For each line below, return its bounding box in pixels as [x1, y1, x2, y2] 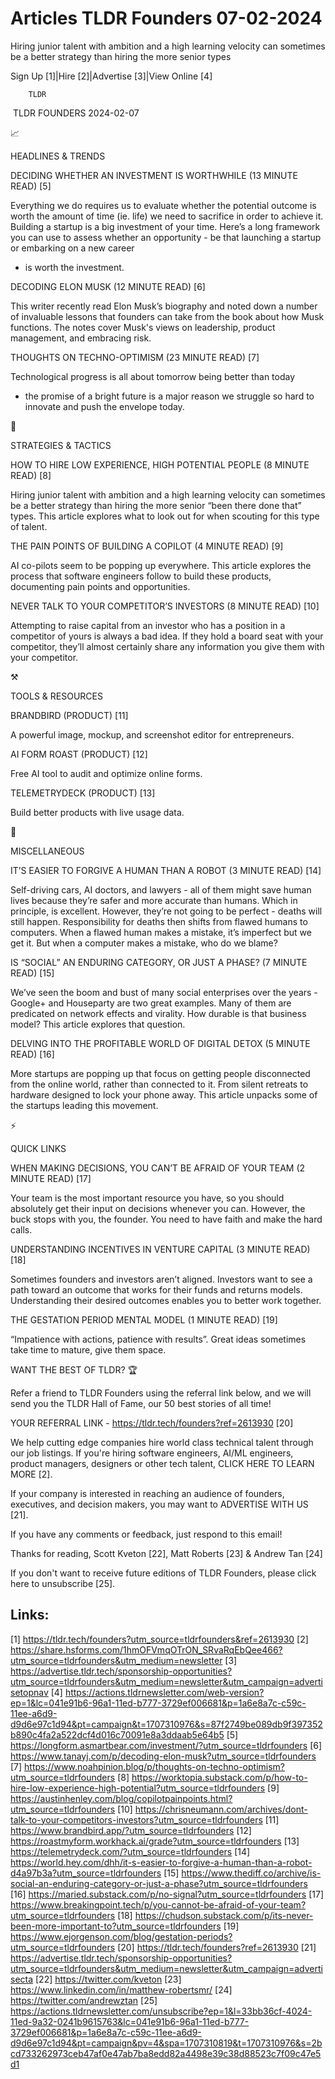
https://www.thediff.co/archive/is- [181, 1867, 322, 1879]
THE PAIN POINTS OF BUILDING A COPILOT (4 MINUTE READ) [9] [10, 540, 284, 552]
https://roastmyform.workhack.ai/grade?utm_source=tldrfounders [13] [10, 1835, 300, 1847]
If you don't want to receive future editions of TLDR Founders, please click [10, 1567, 317, 1579]
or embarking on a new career [10, 242, 135, 254]
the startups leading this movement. [10, 1099, 159, 1111]
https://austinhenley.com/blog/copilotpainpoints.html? [10, 1792, 233, 1804]
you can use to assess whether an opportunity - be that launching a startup [10, 231, 322, 243]
